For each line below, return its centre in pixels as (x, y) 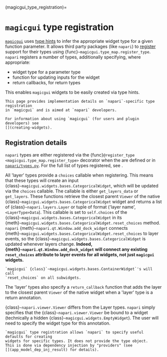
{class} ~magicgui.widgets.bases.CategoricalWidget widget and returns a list (83, 201)
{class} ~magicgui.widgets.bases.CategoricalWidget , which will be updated (82, 185)
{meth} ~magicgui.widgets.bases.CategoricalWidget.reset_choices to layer (82, 233)
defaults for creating (29, 337)
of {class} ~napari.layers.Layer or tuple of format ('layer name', (71, 207)
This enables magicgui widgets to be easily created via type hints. (73, 92)
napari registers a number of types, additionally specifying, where (73, 57)
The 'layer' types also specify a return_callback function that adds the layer (83, 287)
